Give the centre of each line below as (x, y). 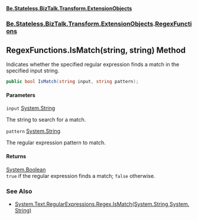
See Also (19, 191)
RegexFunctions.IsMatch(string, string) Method (96, 50)
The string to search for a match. (46, 120)
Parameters (21, 95)
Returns (16, 156)
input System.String (31, 108)
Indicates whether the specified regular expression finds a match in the (93, 65)
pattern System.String (33, 131)
